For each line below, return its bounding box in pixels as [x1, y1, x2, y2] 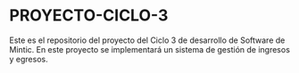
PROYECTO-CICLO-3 [9, 5, 169, 26]
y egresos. [9, 53, 48, 64]
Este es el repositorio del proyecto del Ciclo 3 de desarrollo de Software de [9, 35, 286, 45]
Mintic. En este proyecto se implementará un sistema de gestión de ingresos [9, 44, 290, 54]
